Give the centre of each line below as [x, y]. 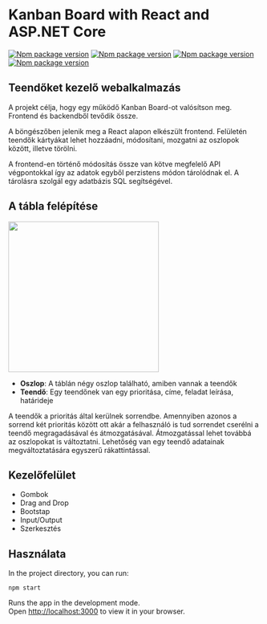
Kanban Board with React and [109, 15]
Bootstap [35, 512]
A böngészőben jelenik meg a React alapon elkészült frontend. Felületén [127, 131]
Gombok [34, 495]
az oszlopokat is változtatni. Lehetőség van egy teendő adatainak [116, 441]
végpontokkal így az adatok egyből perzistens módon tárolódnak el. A [123, 172]
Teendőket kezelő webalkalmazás [95, 88]
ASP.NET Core [57, 32]
